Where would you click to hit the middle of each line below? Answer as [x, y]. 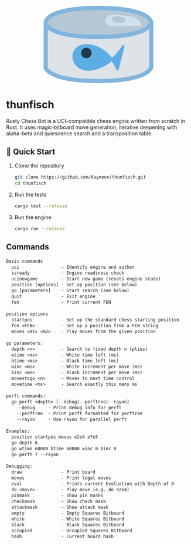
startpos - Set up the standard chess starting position [95, 320]
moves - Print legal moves [61, 478]
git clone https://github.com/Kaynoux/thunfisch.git [80, 177]
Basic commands [25, 261]
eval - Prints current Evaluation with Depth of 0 [93, 484]
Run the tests [30, 195]
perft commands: [26, 396]
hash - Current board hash [63, 536]
